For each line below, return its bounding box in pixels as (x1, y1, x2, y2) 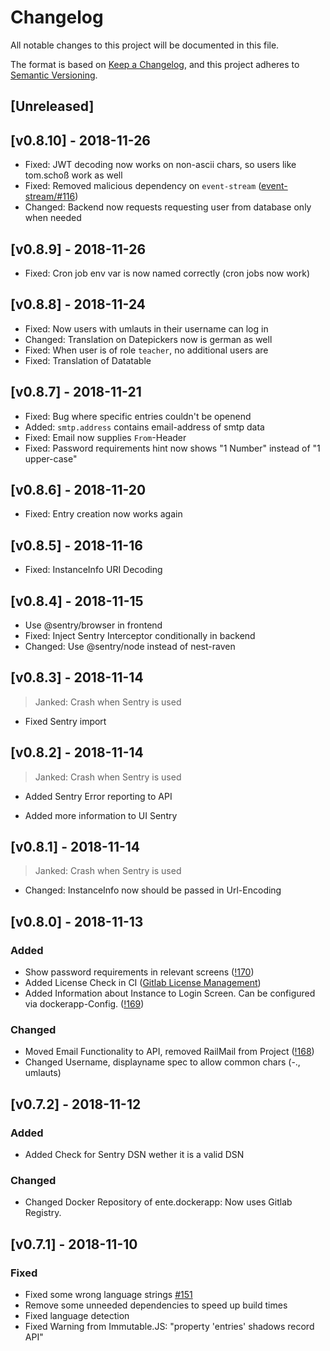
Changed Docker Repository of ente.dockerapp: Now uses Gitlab (24, 1196, 293, 1208)
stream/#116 (24, 191, 76, 203)
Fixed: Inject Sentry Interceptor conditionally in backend (24, 630, 256, 642)
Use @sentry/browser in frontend (24, 619, 163, 631)
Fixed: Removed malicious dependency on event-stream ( (24, 180, 262, 192)
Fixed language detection (24, 1310, 130, 1322)
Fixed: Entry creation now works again (24, 508, 183, 520)
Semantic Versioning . (10, 69, 98, 81)
